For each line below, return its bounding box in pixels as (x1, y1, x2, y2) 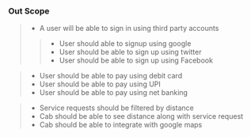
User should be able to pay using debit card (39, 71, 183, 81)
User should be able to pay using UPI (39, 79, 161, 89)
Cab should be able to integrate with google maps (39, 120, 203, 130)
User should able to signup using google (59, 39, 192, 48)
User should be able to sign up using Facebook (59, 55, 214, 65)
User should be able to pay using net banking (39, 88, 188, 97)
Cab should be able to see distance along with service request (39, 112, 244, 121)
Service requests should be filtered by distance (39, 103, 194, 112)
